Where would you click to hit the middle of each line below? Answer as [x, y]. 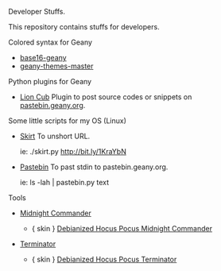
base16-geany [43, 58]
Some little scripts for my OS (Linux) [68, 121]
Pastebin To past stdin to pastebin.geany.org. [94, 167]
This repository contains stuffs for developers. [84, 27]
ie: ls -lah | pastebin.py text [64, 182]
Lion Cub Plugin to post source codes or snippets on [106, 97]
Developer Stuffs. [37, 12]
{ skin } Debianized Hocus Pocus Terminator [104, 259]
